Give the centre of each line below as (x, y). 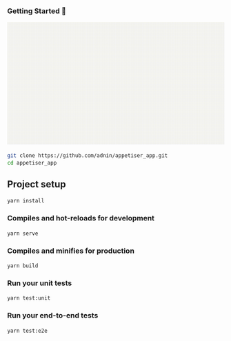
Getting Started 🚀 (37, 11)
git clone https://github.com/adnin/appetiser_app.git (88, 155)
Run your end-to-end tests (53, 316)
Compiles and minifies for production (71, 251)
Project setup (37, 184)
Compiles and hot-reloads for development (81, 218)
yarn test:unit (29, 298)
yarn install (26, 201)
